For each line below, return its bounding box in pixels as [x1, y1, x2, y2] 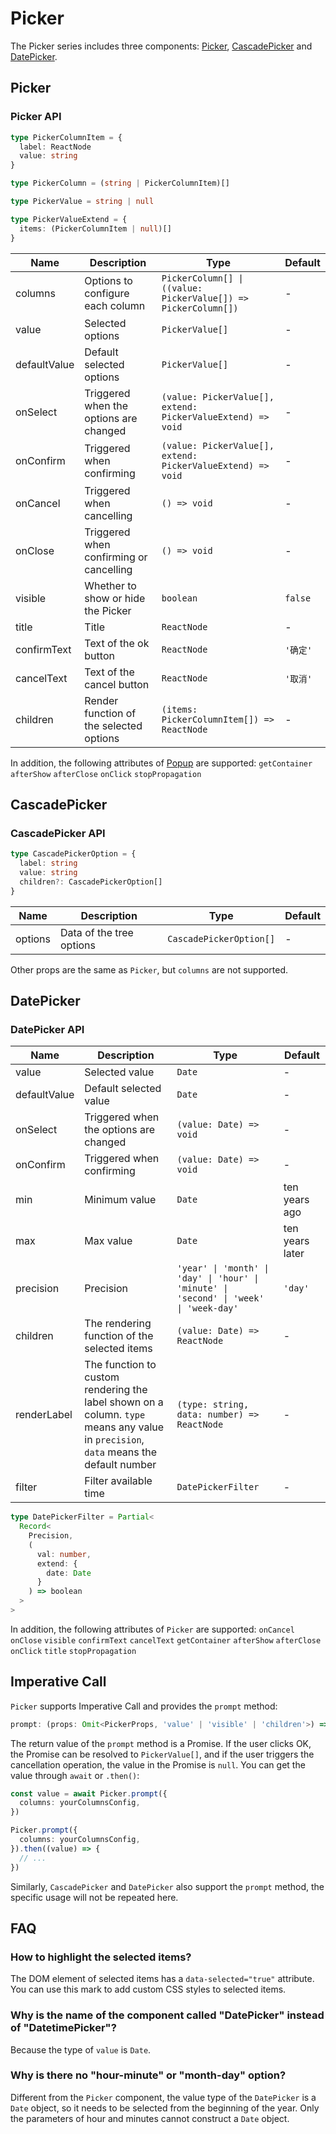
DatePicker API [10, 1022, 85, 1036]
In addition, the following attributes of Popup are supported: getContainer [10, 757, 313, 769]
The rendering [84, 1317, 152, 1331]
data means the [84, 1445, 158, 1459]
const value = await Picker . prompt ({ [10, 1788, 168, 1799]
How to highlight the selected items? [10, 1950, 192, 1964]
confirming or [84, 550, 148, 564]
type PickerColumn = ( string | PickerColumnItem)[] [10, 178, 230, 189]
